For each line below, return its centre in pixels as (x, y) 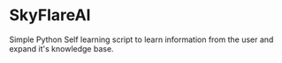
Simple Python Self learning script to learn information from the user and (141, 39)
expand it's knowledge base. (61, 48)
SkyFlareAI (50, 15)
